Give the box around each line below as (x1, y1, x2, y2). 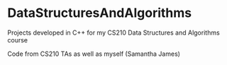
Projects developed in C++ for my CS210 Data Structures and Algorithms (7, 28, 220, 37)
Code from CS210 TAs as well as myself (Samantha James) (7, 49, 181, 58)
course (7, 35, 28, 44)
